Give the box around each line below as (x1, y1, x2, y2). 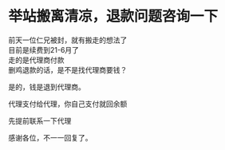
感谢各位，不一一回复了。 (8, 132, 93, 142)
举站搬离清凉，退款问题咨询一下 (8, 7, 219, 26)
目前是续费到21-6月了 (8, 45, 80, 54)
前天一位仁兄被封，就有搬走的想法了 (8, 35, 128, 45)
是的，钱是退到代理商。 (8, 81, 85, 92)
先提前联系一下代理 (8, 116, 72, 125)
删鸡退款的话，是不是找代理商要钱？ (8, 65, 128, 74)
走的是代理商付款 (8, 55, 65, 65)
